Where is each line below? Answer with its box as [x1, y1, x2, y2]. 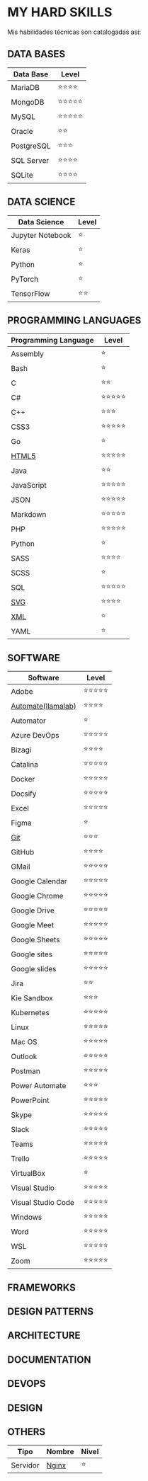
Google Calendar [11, 876, 67, 886]
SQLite [11, 171, 33, 181]
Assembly [11, 348, 45, 358]
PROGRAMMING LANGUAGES [7, 314, 142, 326]
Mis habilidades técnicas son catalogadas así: [7, 28, 142, 36]
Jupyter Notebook [11, 231, 72, 241]
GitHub [11, 847, 35, 857]
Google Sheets [11, 934, 60, 944]
